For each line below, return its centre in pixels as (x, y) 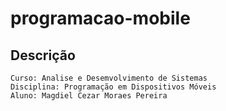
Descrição (43, 55)
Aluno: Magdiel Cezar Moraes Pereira (89, 96)
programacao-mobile (100, 18)
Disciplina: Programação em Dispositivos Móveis (113, 87)
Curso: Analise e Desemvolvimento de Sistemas (109, 78)
